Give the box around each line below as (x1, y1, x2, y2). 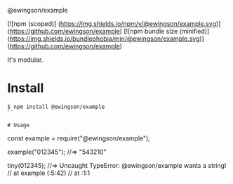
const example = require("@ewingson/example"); (7, 133, 151, 143)
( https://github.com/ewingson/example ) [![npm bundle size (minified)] (7, 27, 210, 35)
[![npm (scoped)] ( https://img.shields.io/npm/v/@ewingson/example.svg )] (7, 20, 221, 27)
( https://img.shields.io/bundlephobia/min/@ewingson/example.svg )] (7, 34, 205, 43)
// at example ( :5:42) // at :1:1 (7, 169, 91, 177)
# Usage (7, 121, 30, 129)
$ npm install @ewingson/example (7, 103, 105, 110)
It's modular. (7, 55, 44, 64)
